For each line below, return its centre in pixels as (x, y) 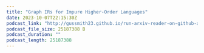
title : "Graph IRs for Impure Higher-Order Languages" (77, 12)
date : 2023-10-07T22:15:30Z (42, 18)
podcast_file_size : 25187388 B (46, 29)
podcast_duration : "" (34, 35)
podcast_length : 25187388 (39, 40)
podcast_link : (24, 23)
